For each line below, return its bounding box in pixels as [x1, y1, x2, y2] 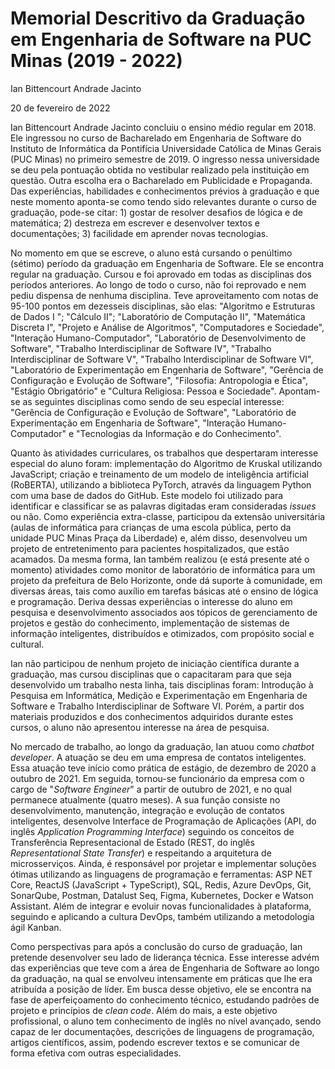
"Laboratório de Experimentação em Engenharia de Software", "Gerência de [10, 363, 324, 376]
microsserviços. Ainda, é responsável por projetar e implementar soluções [10, 857, 317, 869]
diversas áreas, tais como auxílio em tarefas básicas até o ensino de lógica [10, 585, 319, 597]
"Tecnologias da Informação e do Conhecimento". [76, 427, 282, 439]
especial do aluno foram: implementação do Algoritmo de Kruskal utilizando [10, 457, 323, 469]
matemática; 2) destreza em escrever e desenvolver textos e [10, 217, 260, 229]
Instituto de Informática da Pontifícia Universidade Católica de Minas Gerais [10, 142, 322, 154]
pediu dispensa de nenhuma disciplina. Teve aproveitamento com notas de [10, 289, 319, 301]
